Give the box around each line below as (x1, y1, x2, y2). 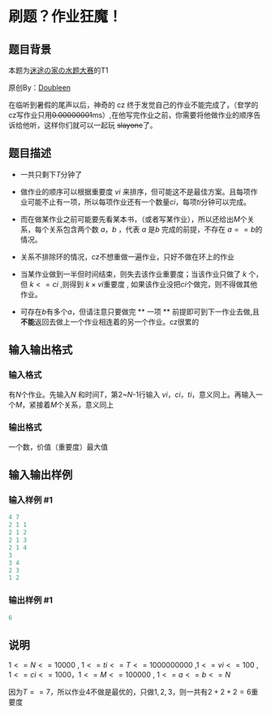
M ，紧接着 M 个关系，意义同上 (15, 399, 114, 409)
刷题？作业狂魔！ (8, 7, 123, 26)
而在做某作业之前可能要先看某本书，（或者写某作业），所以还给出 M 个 (19, 214, 247, 224)
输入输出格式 (8, 343, 73, 357)
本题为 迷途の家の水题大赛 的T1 (8, 66, 109, 75)
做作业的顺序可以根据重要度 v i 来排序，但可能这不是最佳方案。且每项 (19, 186, 251, 196)
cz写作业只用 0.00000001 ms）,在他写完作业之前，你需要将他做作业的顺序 (8, 111, 254, 120)
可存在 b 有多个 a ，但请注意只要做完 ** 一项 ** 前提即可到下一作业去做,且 (19, 307, 260, 316)
